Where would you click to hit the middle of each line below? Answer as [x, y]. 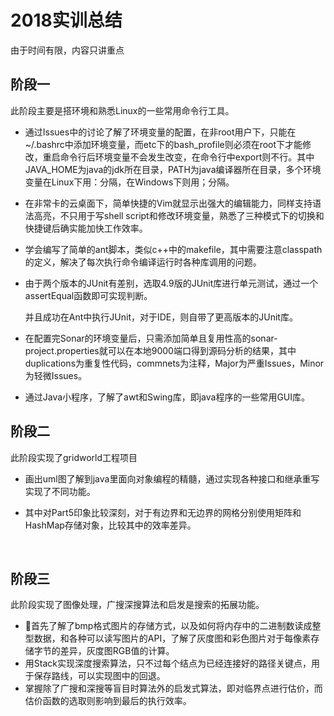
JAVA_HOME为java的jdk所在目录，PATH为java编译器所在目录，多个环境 [173, 169]
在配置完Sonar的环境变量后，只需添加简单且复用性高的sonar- [151, 338]
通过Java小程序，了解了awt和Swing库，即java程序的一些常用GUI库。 [167, 397]
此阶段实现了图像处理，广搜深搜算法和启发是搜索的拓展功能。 [137, 605]
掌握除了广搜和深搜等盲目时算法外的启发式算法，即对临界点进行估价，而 [173, 688]
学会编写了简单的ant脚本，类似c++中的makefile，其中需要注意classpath [173, 249]
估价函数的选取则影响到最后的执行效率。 [108, 701]
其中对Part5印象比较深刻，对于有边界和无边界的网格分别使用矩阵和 [163, 512]
